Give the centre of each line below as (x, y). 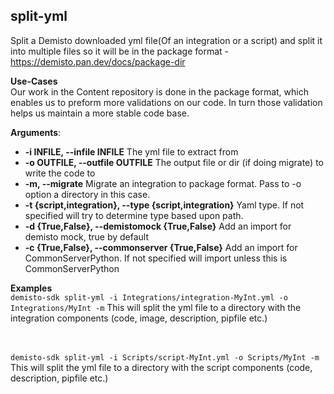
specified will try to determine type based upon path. (134, 215)
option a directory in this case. (87, 194)
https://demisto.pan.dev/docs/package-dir (98, 61)
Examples (31, 288)
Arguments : (36, 132)
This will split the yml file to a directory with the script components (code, (161, 367)
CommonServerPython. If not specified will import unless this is (156, 258)
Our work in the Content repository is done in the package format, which (159, 91)
